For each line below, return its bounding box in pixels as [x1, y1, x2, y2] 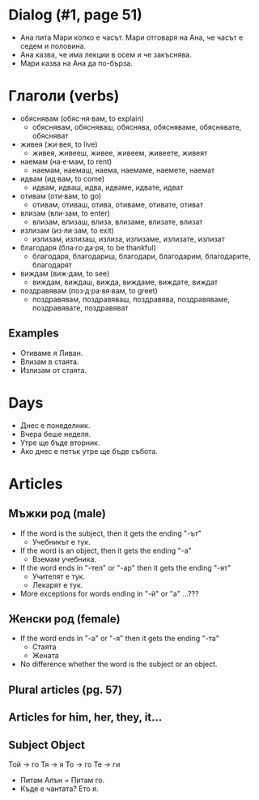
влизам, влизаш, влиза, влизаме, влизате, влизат [32, 216, 203, 226]
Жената [32, 651, 59, 661]
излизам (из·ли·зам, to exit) [19, 225, 115, 235]
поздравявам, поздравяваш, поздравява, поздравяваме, [32, 294, 231, 304]
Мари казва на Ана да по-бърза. [19, 58, 134, 68]
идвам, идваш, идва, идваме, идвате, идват [32, 182, 184, 192]
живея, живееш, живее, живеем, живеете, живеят [32, 148, 208, 157]
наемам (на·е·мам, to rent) [19, 156, 113, 166]
